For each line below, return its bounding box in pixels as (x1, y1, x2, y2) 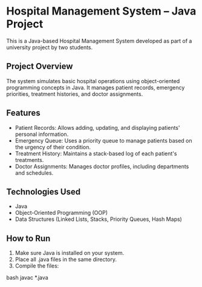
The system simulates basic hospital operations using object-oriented (6, 77, 180, 84)
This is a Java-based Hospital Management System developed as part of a (6, 37, 192, 44)
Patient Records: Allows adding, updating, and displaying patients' (15, 124, 180, 131)
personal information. (15, 130, 69, 138)
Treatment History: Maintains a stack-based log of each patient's (15, 150, 177, 157)
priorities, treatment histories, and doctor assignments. (6, 90, 143, 98)
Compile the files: (15, 262, 59, 269)
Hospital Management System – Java (6, 4, 197, 18)
